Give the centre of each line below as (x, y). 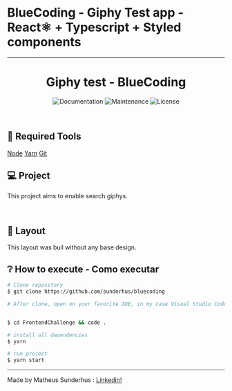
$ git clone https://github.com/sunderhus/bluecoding (86, 292)
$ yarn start (26, 361)
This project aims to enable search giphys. (67, 195)
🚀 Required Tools (44, 136)
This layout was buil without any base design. (72, 247)
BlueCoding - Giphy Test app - (96, 13)
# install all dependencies (48, 335)
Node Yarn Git (27, 153)
